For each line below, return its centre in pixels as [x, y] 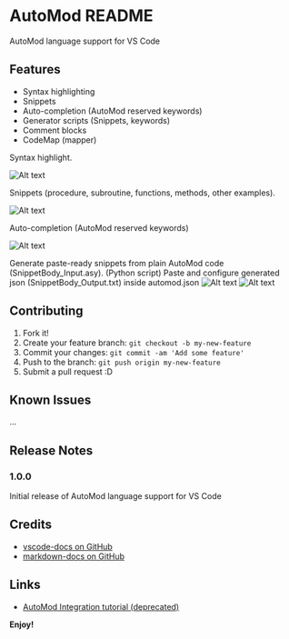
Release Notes [51, 450]
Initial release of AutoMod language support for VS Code [116, 496]
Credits [31, 525]
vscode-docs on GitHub [68, 546]
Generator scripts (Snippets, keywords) [96, 120]
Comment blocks [55, 130]
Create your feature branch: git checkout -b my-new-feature [137, 343]
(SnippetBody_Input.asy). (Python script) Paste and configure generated [144, 273]
